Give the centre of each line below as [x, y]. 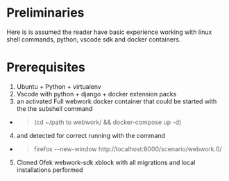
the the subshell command [54, 108]
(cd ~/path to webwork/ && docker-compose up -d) [108, 122]
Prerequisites [46, 68]
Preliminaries [45, 13]
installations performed [50, 170]
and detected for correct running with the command [91, 135]
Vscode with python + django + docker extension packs [96, 94]
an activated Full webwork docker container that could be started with [117, 101]
